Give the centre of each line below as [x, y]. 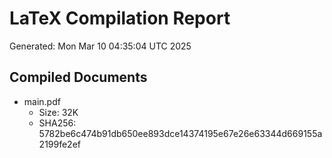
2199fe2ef [60, 144]
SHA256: [57, 123]
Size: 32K [58, 112]
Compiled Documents [78, 77]
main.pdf [42, 101]
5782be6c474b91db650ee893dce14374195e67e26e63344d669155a [180, 133]
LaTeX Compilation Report [120, 18]
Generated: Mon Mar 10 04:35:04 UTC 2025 [100, 46]
